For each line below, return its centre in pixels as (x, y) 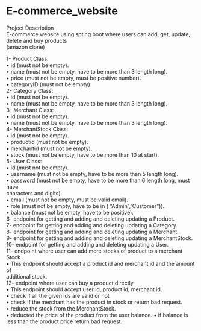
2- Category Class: (30, 90)
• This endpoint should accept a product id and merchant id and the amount (100, 263)
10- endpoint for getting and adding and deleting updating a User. (88, 244)
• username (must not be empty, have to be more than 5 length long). (92, 174)
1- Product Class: (28, 58)
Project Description (30, 28)
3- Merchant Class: (30, 110)
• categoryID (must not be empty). (49, 84)
